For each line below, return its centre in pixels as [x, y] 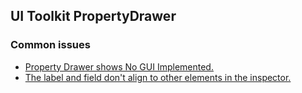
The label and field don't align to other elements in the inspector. [158, 77]
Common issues [50, 45]
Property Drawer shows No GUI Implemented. [119, 66]
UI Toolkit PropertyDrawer [93, 16]
